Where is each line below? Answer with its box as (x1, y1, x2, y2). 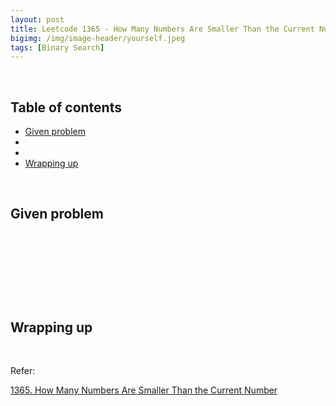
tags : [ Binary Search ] (10, 42, 105, 53)
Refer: (10, 365, 36, 377)
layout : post (10, 14, 65, 25)
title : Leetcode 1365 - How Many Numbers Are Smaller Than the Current (10, 24, 315, 34)
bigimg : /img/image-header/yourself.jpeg (10, 33, 186, 43)
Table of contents (10, 99, 122, 116)
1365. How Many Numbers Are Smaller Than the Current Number (10, 384, 278, 396)
